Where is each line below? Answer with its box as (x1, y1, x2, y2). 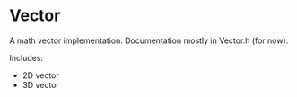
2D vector (22, 69, 60, 81)
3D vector (22, 79, 60, 90)
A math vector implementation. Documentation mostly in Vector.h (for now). (9, 35, 289, 46)
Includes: (9, 52, 43, 63)
